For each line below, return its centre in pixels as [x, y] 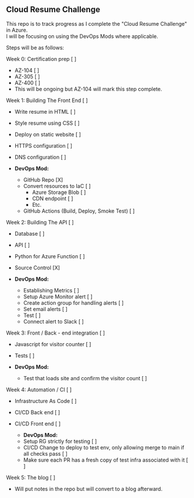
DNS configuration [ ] [40, 157]
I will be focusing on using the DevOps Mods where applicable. [82, 36]
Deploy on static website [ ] [47, 134]
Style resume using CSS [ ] [47, 123]
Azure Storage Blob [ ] [59, 192]
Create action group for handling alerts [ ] [74, 303]
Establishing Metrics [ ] [51, 290]
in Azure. [17, 30]
